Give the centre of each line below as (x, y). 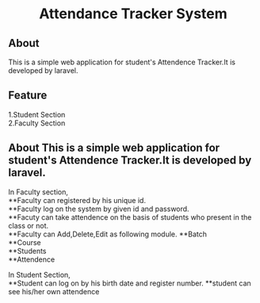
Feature (28, 96)
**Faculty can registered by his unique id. (77, 200)
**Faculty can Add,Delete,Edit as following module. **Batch (108, 234)
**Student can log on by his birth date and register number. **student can (130, 283)
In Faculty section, (38, 192)
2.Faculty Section (37, 123)
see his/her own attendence (54, 291)
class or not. (29, 225)
